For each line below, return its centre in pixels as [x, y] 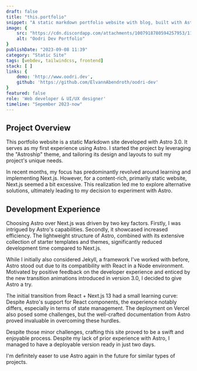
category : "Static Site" [36, 55]
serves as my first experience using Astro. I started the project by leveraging [98, 148]
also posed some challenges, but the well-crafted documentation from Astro [98, 315]
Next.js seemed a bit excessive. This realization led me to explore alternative [98, 185]
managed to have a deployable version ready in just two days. [81, 345]
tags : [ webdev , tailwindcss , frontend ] [55, 60]
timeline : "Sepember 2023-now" [44, 104]
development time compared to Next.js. [54, 248]
